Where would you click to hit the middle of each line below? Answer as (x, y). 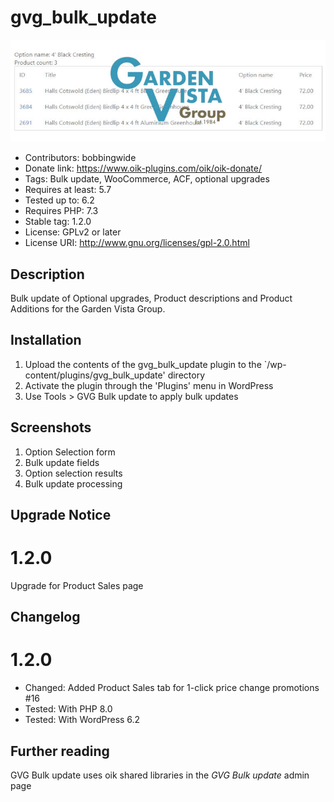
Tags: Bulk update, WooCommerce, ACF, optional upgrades (147, 179)
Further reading (60, 751)
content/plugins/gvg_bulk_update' (95, 375)
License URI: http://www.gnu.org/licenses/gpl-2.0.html (137, 243)
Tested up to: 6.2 (59, 200)
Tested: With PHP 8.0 (68, 709)
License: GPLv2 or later (73, 232)
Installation (46, 340)
